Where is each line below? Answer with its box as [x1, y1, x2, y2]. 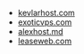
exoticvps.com [17, 17, 72, 27]
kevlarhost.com [17, 8, 76, 18]
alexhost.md [17, 27, 64, 36]
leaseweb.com [17, 35, 72, 46]
